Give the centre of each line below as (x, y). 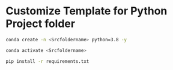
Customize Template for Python (86, 11)
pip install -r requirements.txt (47, 61)
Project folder (41, 24)
